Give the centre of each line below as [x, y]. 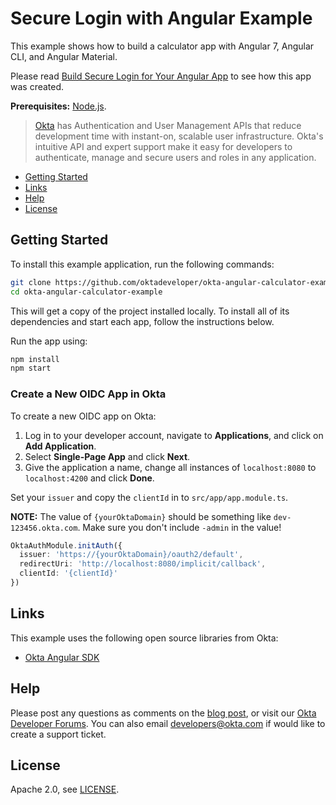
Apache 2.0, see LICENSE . [65, 789]
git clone [31, 282]
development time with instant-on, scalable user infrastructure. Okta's [179, 136]
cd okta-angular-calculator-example [86, 292]
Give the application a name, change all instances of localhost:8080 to [170, 467]
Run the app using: [49, 341]
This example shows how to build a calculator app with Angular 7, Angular [162, 46]
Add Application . [60, 446]
